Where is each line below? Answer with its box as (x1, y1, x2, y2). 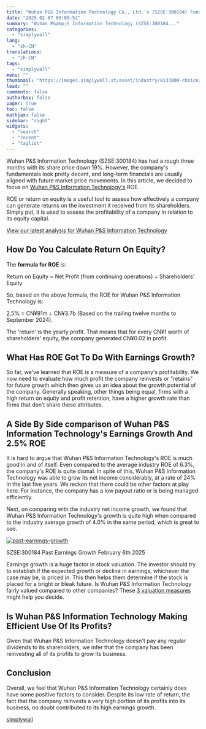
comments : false (6, 89, 48, 95)
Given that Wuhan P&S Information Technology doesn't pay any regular (6, 637, 186, 644)
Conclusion (6, 668, 51, 679)
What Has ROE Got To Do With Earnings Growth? (6, 352, 196, 362)
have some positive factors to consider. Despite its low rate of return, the (6, 690, 191, 698)
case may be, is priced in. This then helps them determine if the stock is (6, 574, 188, 581)
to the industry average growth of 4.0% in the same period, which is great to (6, 518, 199, 526)
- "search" (12, 129, 40, 135)
